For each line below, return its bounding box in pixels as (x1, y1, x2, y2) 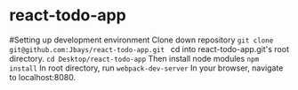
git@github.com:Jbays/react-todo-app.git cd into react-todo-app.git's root (9, 43, 289, 54)
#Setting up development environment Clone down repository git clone (9, 34, 274, 45)
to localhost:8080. (9, 71, 77, 82)
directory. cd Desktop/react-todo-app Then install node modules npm (9, 53, 260, 64)
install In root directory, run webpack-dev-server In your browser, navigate (9, 63, 284, 73)
